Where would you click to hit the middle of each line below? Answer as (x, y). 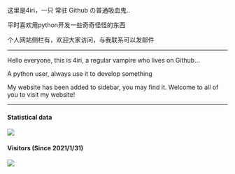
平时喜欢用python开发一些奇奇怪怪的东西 (66, 25)
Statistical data (30, 117)
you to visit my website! (41, 95)
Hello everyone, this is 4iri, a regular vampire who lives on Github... (104, 60)
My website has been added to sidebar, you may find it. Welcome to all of (113, 87)
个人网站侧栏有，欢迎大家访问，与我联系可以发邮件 (81, 40)
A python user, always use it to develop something (80, 74)
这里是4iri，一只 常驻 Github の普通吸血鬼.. (69, 10)
